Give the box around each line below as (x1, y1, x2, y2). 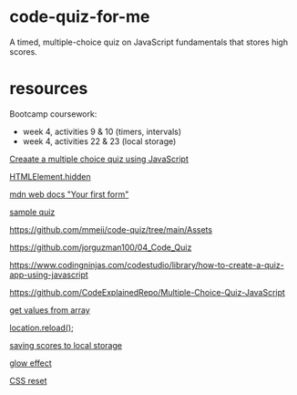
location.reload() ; (9, 322, 75, 333)
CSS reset (9, 375, 47, 386)
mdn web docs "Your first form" (9, 189, 129, 200)
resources (9, 78, 88, 99)
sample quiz (9, 206, 56, 217)
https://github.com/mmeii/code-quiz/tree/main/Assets (9, 223, 212, 234)
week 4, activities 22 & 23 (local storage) (22, 135, 177, 147)
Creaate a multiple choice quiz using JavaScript (9, 153, 189, 164)
